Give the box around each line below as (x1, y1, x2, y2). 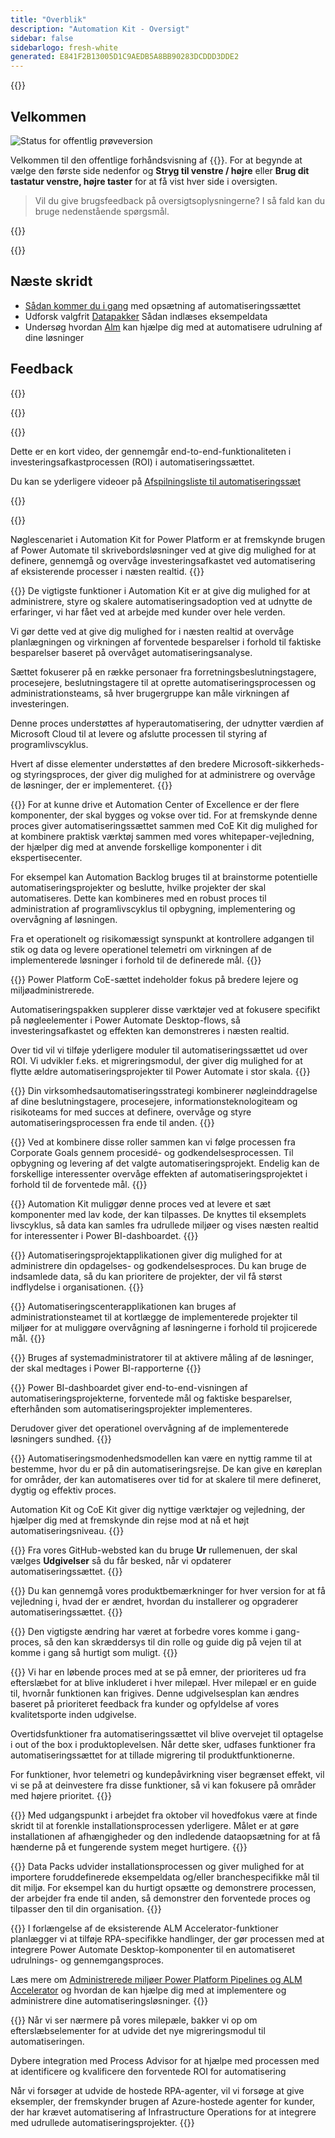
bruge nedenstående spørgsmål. (34, 205, 170, 217)
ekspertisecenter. (10, 851, 83, 863)
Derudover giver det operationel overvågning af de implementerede (10, 1422, 289, 1434)
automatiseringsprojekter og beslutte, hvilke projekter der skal (10, 881, 267, 893)
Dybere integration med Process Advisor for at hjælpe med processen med (10, 2054, 320, 2066)
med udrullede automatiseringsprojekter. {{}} (10, 2116, 195, 2128)
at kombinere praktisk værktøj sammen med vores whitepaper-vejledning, (10, 830, 315, 842)
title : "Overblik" (10, 14, 87, 25)
